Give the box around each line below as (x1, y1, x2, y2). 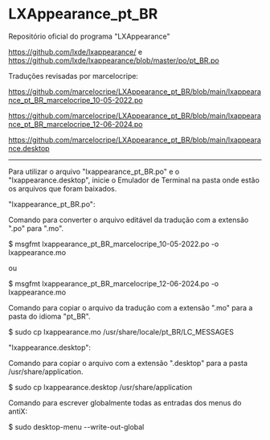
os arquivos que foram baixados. (8, 183, 117, 193)
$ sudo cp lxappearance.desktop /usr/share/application (8, 382, 193, 392)
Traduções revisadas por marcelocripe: (8, 71, 139, 80)
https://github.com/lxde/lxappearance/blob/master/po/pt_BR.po (8, 56, 219, 65)
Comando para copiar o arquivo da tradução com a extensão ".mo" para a (8, 302, 253, 312)
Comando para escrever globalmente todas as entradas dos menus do (8, 397, 242, 407)
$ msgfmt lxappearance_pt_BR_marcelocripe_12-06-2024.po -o (8, 278, 219, 288)
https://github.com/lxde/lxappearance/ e (8, 47, 143, 56)
